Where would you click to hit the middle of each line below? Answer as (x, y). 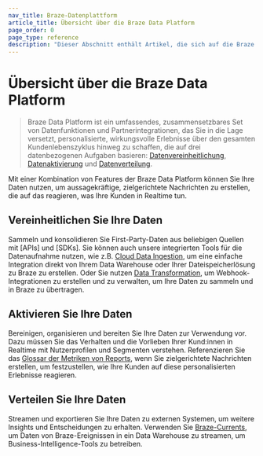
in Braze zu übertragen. (46, 289)
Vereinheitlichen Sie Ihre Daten (86, 221)
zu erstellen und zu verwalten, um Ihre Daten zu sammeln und (153, 281)
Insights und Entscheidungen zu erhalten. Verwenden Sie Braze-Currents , (128, 427)
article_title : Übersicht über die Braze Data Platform (101, 23)
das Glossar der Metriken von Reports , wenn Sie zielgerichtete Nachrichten (130, 358)
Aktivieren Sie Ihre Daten (70, 314)
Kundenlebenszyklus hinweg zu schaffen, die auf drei (114, 147)
